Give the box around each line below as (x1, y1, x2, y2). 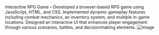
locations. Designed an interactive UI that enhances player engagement (5, 19, 147, 25)
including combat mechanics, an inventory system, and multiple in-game (5, 14, 150, 20)
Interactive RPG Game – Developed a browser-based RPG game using (5, 4, 144, 10)
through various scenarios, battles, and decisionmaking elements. (5, 24, 136, 30)
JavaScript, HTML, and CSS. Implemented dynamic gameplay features (5, 9, 145, 15)
